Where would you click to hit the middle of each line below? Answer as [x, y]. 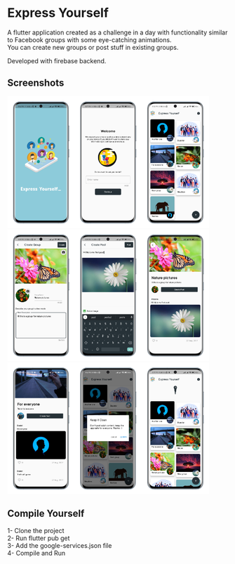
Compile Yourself [46, 514]
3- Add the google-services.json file [60, 545]
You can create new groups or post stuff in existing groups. [93, 47]
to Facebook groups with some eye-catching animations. [89, 39]
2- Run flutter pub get [39, 538]
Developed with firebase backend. [57, 60]
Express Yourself [58, 13]
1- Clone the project [36, 530]
